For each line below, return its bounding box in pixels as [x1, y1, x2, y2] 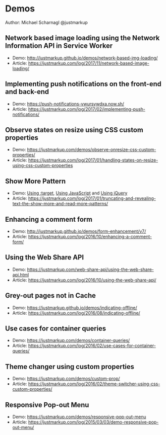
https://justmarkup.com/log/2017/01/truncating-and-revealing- [28, 195, 156, 201]
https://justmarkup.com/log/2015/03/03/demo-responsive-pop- [28, 419, 159, 425]
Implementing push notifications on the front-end [5, 80, 162, 88]
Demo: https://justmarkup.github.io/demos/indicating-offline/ [12, 304, 137, 311]
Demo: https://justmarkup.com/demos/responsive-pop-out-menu [12, 414, 146, 420]
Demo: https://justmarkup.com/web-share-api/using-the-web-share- [12, 266, 154, 272]
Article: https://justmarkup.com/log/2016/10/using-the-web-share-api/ [12, 277, 157, 283]
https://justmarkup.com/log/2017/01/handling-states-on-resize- [28, 157, 159, 163]
